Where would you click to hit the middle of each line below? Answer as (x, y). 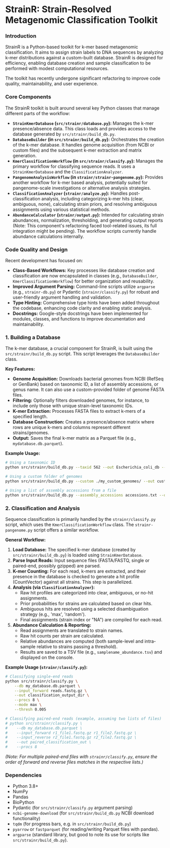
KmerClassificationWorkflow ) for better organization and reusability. (83, 281)
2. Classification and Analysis (42, 508)
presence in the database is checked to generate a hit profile (76, 576)
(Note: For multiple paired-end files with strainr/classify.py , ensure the (81, 757)
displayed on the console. (47, 657)
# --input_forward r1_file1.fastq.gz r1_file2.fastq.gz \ (71, 733)
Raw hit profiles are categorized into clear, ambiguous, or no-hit (87, 592)
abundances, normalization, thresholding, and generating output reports (88, 220)
